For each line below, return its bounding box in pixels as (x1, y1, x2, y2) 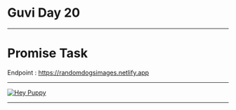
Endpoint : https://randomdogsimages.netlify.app (7, 68, 150, 77)
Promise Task (7, 45, 88, 61)
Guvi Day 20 (7, 5, 81, 21)
